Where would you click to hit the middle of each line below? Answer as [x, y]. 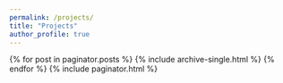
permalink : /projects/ [51, 17]
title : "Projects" [43, 26]
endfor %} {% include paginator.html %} [84, 69]
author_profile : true [50, 34]
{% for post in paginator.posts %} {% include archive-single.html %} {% [142, 60]
